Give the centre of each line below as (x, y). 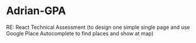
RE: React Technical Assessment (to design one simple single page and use (98, 27)
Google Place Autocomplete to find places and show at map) (80, 33)
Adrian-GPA (36, 11)
